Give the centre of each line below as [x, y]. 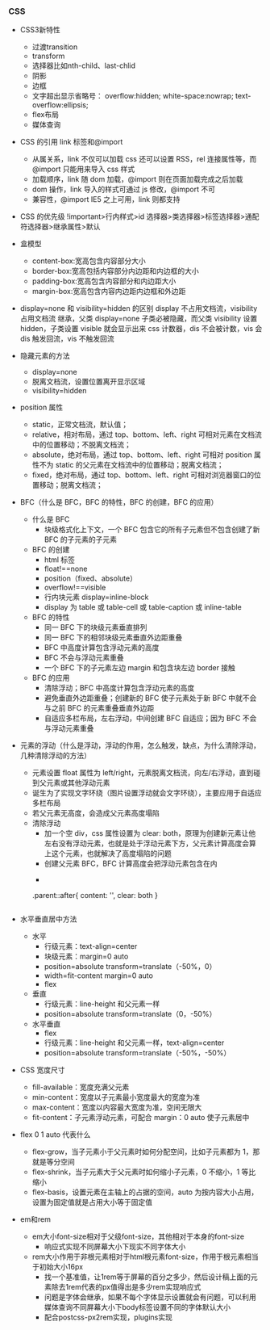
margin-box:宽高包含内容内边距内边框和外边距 [109, 292]
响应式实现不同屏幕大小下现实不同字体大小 [115, 1247]
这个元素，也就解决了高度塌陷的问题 [111, 854]
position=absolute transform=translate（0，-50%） [130, 1014]
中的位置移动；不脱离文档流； [81, 445]
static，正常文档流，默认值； [80, 425]
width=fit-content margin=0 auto [98, 975]
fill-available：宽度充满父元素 [81, 1087]
